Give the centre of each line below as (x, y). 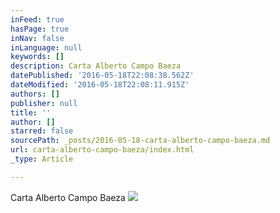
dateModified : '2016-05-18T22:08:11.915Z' (100, 85)
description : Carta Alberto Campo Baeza (96, 66)
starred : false (42, 131)
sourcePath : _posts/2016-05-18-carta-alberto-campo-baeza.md (140, 141)
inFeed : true (37, 19)
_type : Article (42, 159)
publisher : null (44, 103)
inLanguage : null (46, 47)
